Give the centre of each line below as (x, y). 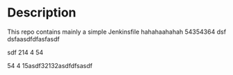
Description (42, 13)
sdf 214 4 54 (25, 52)
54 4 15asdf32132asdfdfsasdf (50, 65)
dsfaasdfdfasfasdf (34, 39)
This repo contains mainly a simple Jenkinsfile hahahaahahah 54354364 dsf (117, 32)
